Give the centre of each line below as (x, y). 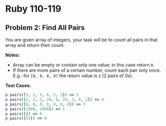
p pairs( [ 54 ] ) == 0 (26, 118)
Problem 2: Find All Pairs (45, 28)
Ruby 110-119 (33, 9)
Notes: (13, 55)
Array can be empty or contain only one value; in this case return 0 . (84, 65)
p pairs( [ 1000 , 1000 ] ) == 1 (35, 109)
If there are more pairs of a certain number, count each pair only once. (87, 70)
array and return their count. (35, 45)
